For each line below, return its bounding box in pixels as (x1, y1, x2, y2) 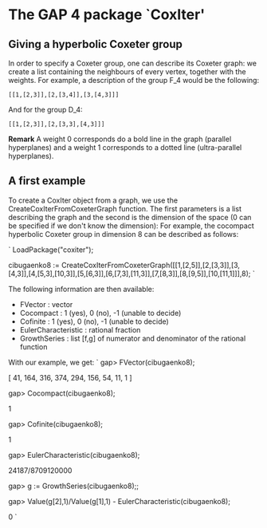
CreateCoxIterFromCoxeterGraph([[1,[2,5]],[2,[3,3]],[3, (61, 260, 241, 270)
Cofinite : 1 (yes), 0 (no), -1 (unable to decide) (19, 317, 169, 326)
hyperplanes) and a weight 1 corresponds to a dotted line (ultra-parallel (8, 143, 242, 152)
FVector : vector (19, 299, 73, 309)
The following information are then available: (8, 284, 155, 294)
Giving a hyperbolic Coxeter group (8, 37, 183, 51)
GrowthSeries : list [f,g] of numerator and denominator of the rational (19, 333, 246, 343)
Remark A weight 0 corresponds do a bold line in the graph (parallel (8, 134, 232, 144)
